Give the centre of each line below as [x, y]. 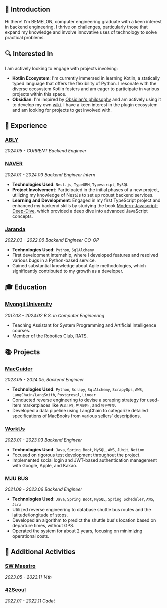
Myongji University [29, 305]
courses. [21, 330]
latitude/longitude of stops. [40, 515]
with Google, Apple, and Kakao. [45, 465]
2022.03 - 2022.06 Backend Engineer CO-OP [52, 240]
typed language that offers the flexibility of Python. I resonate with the [84, 83]
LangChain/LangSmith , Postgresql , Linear [54, 395]
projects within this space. [39, 94]
